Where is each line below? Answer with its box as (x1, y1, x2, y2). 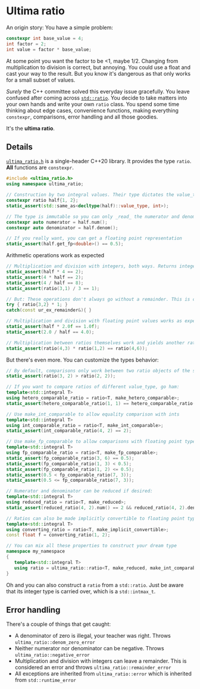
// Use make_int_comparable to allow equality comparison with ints (6, 411, 180, 417)
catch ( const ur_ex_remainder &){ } (6, 307, 92, 313)
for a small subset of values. (6, 76, 76, 83)
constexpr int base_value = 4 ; (6, 35, 84, 41)
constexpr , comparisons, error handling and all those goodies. (6, 113, 158, 120)
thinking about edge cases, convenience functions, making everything (6, 107, 179, 114)
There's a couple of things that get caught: (6, 621, 111, 628)
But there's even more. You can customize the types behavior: (6, 356, 159, 363)
